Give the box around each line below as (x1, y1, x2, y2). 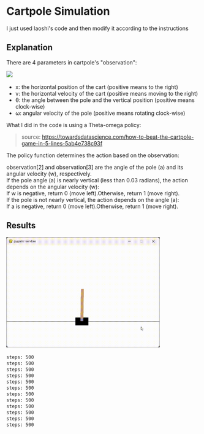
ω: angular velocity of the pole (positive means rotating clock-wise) (15, 109, 186, 117)
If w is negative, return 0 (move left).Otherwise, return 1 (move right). (6, 189, 180, 197)
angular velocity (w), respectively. (6, 170, 92, 177)
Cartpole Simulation (6, 4, 110, 18)
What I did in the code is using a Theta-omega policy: (6, 121, 142, 128)
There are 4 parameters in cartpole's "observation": (6, 58, 137, 66)
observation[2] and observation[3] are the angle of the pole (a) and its (6, 163, 184, 171)
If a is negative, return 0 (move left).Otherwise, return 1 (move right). (6, 203, 179, 210)
